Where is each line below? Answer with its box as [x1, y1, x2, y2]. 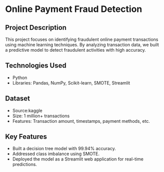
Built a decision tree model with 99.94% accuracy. [12, 146, 116, 152]
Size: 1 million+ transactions [12, 113, 70, 119]
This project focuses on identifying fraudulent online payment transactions [5, 36, 159, 42]
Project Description [5, 23, 67, 32]
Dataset [5, 94, 30, 103]
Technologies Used [5, 61, 66, 70]
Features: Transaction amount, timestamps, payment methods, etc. [12, 118, 151, 124]
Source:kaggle [12, 107, 42, 113]
